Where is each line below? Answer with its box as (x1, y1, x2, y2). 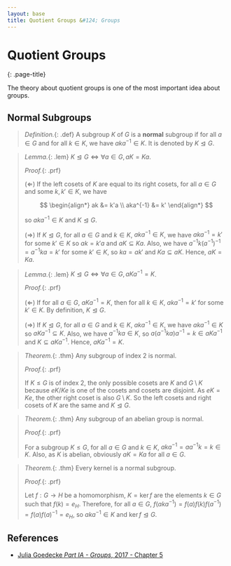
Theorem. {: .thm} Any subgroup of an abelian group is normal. (24, 414, 204, 423)
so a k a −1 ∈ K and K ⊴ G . (24, 214, 98, 224)
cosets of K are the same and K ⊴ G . (24, 401, 131, 409)
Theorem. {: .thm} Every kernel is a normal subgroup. (24, 464, 176, 473)
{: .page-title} (7, 70, 46, 79)
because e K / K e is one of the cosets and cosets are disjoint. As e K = (24, 386, 220, 394)
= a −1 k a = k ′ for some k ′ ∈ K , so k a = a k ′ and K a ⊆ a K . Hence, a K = (24, 246, 223, 256)
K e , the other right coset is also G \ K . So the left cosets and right (24, 393, 212, 402)
